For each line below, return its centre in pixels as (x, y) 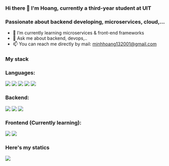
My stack (17, 59)
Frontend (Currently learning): (43, 123)
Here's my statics (27, 147)
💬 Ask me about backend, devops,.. (50, 38)
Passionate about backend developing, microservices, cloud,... (85, 21)
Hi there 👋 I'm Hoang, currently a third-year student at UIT (78, 8)
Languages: (20, 73)
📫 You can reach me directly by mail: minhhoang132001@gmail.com (84, 44)
